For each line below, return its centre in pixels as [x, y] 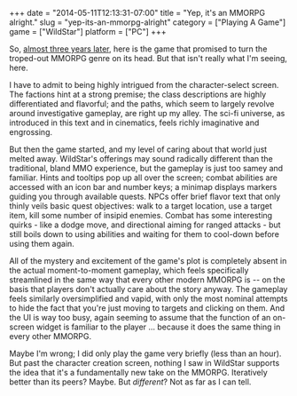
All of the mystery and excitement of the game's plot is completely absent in [148, 261]
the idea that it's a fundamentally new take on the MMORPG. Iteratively [138, 372]
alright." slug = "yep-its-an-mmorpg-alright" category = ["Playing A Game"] [148, 22]
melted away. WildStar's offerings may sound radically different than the [141, 158]
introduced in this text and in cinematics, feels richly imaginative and [134, 123]
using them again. [42, 244]
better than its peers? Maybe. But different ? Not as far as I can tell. [130, 382]
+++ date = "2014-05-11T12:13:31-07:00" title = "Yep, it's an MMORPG [137, 13]
